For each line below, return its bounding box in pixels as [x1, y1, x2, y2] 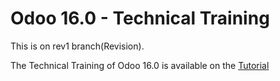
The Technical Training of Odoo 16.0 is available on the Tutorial [10, 59, 270, 71]
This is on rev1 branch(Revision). [10, 40, 145, 52]
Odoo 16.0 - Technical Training [10, 7, 270, 30]
